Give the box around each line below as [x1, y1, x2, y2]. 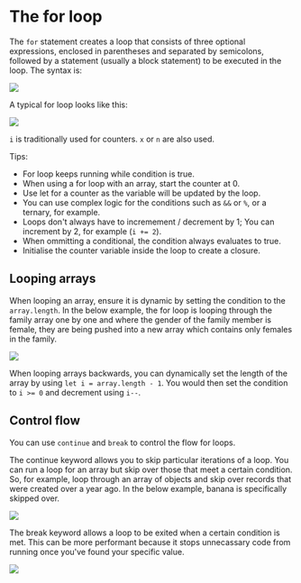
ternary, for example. [22, 206, 101, 217]
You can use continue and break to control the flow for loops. [9, 437, 236, 448]
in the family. [9, 333, 57, 344]
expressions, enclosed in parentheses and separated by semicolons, [9, 45, 264, 56]
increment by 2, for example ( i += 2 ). [22, 225, 162, 236]
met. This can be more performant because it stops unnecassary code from [9, 536, 291, 547]
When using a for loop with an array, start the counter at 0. [22, 178, 241, 188]
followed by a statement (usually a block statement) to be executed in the [9, 55, 282, 66]
